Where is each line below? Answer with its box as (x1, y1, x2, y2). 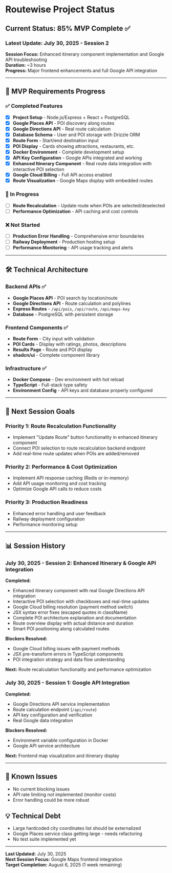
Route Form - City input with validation (12, 336, 95, 342)
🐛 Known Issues (5, 772, 58, 781)
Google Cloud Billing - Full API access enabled (12, 172, 112, 178)
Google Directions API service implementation (12, 701, 110, 707)
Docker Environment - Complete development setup (12, 149, 124, 155)
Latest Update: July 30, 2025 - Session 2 (5, 40, 109, 47)
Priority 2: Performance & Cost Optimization (5, 463, 117, 471)
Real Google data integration (12, 717, 73, 723)
